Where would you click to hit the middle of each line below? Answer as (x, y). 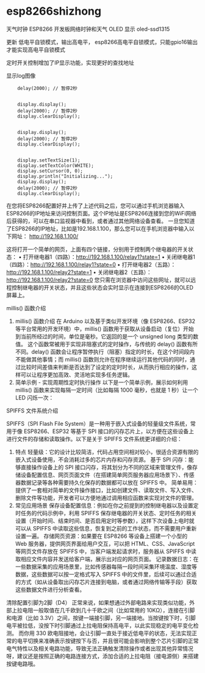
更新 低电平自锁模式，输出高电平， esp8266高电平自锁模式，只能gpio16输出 (102, 42)
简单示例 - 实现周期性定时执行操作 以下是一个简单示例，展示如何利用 (102, 382)
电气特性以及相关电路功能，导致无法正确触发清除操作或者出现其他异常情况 (100, 648)
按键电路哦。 (22, 664)
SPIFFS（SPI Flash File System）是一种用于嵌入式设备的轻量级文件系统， (99, 423)
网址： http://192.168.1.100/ (45, 236)
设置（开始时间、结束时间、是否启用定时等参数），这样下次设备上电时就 (105, 521)
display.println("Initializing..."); (65, 176)
